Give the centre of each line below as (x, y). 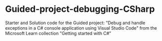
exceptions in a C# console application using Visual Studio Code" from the (81, 28)
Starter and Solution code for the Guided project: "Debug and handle (75, 23)
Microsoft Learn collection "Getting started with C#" (58, 33)
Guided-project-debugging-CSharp (80, 9)
